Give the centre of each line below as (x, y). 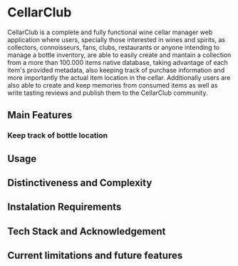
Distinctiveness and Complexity (80, 183)
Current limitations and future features (95, 256)
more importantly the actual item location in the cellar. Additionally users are (119, 77)
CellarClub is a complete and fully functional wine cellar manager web (110, 32)
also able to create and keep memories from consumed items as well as (113, 85)
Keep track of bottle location (58, 135)
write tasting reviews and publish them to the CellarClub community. (108, 93)
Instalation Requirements (64, 207)
